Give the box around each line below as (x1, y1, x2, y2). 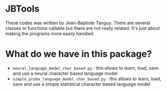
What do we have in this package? (5, 49, 152, 60)
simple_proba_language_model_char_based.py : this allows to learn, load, (12, 75, 161, 81)
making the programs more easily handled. (5, 30, 95, 36)
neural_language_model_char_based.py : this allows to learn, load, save (12, 65, 159, 71)
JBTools (5, 3, 39, 15)
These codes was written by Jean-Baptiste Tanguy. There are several (5, 20, 150, 26)
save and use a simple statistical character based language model (12, 81, 150, 87)
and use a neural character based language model (12, 70, 118, 76)
